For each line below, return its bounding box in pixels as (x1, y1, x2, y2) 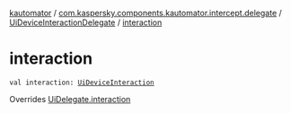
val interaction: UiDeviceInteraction (9, 78, 154, 87)
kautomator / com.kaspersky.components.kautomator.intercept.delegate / (9, 8, 283, 18)
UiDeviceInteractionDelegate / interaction (9, 17, 163, 28)
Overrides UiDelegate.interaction (9, 93, 131, 104)
